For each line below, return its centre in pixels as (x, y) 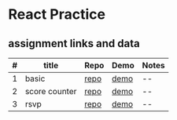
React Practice (57, 15)
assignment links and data (74, 44)
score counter (51, 91)
